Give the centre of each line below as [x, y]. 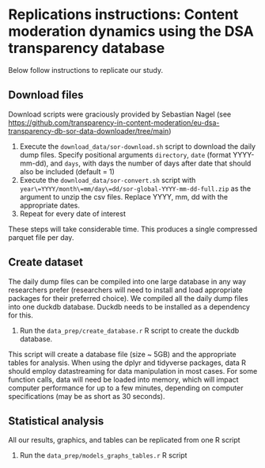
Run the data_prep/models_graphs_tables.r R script [103, 455]
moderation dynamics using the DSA [131, 31]
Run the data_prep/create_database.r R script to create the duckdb [129, 330]
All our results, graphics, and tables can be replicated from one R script [124, 440]
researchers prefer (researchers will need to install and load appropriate [125, 290]
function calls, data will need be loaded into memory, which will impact [123, 379]
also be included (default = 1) [67, 171]
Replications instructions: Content [123, 15]
